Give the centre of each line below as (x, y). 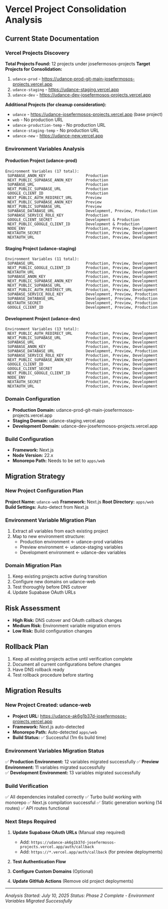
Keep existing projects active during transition (60, 576)
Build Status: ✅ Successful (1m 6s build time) (59, 737)
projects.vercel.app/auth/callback (57, 847)
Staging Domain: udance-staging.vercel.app (58, 420)
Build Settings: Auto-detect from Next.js (47, 507)
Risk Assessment (33, 608)
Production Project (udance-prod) (41, 161)
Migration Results (33, 691)
